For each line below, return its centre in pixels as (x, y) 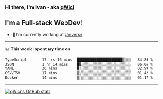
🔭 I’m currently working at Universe (47, 34)
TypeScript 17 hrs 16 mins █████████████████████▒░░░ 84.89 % (79, 60)
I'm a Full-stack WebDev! (44, 23)
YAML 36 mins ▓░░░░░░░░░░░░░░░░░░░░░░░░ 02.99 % (79, 69)
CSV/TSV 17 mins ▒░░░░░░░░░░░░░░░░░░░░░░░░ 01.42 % (79, 73)
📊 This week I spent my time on (38, 49)
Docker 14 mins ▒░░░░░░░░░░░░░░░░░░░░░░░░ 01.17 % (79, 78)
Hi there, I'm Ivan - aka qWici (40, 7)
